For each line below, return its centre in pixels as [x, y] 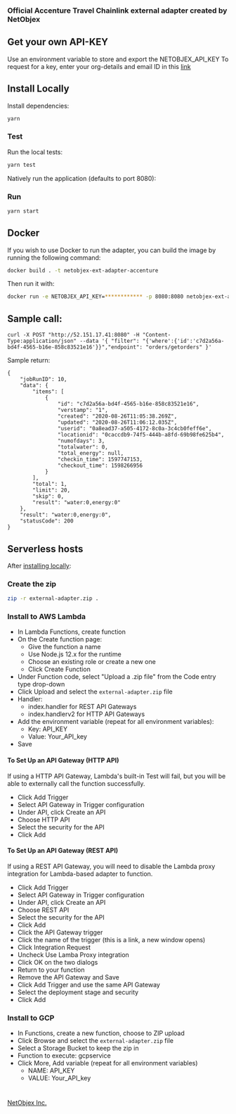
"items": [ [48, 392]
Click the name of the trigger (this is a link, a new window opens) [111, 939]
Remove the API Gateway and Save [68, 977]
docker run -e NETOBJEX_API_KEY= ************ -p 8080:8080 [96, 297]
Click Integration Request [54, 947]
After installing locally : [39, 565]
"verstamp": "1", [83, 411]
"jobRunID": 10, [44, 380]
